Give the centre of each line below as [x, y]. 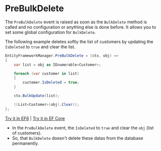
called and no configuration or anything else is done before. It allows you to [81, 27]
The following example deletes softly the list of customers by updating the [79, 41]
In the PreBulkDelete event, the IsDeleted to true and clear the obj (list [83, 128]
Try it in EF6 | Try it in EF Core [35, 118]
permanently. [25, 143]
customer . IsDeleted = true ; [51, 83]
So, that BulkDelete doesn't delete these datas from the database [78, 138]
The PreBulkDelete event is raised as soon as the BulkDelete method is [76, 22]
